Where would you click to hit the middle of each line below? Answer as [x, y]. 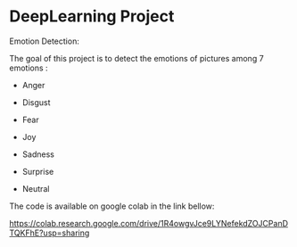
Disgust [36, 102]
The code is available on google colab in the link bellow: [112, 206]
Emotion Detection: [45, 41]
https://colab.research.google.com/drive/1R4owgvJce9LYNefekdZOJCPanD [148, 223]
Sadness [38, 154]
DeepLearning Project [92, 16]
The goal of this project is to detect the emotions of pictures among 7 [137, 58]
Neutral [36, 188]
